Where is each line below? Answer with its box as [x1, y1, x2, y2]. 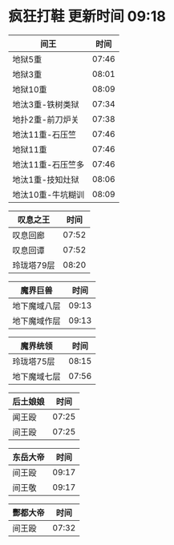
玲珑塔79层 [12, 260, 55, 271]
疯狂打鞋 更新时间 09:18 [8, 7, 166, 26]
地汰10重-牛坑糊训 [12, 189, 85, 200]
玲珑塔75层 [12, 356, 55, 367]
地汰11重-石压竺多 [12, 159, 85, 170]
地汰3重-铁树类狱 [12, 99, 79, 110]
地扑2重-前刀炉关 [12, 114, 79, 125]
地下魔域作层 [12, 315, 62, 326]
